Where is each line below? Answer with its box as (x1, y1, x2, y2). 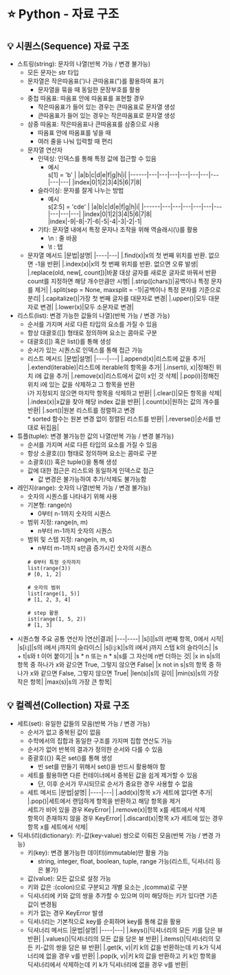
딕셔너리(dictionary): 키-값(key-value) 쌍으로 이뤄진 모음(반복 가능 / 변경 (16, 831, 214, 839)
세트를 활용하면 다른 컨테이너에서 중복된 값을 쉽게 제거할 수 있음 (27, 770, 198, 779)
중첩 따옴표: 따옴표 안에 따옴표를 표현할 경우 (27, 94, 145, 102)
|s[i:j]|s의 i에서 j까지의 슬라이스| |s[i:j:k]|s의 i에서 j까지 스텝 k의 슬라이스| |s (16, 643, 218, 651)
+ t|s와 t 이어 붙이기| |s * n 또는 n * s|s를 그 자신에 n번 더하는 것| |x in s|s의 (16, 652, 221, 660)
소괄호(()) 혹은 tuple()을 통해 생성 (27, 458, 117, 465)
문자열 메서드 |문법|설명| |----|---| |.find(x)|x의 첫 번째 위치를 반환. (27, 251, 207, 259)
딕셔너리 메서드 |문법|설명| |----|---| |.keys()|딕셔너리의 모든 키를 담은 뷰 (27, 925, 223, 934)
